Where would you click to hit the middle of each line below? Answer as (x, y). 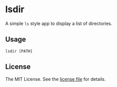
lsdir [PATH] (19, 51)
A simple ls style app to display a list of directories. (59, 23)
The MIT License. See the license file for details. (55, 79)
